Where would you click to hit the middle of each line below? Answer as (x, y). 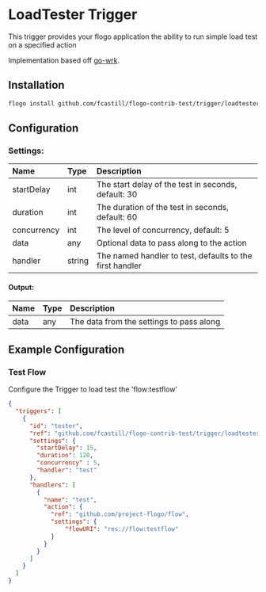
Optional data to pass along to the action (171, 243)
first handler (119, 265)
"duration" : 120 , (65, 456)
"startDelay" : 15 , (67, 448)
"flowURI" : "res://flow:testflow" (122, 529)
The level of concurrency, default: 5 (163, 230)
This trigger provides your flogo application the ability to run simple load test (133, 36)
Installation (36, 85)
